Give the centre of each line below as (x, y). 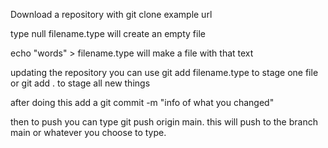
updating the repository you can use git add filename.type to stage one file (164, 72)
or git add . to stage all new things (80, 83)
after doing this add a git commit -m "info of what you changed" (142, 102)
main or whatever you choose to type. (88, 132)
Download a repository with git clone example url (111, 14)
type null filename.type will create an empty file (108, 33)
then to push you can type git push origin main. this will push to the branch (164, 122)
